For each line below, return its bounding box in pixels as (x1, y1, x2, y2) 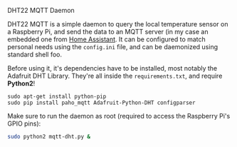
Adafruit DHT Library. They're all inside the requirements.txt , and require (7, 71, 223, 80)
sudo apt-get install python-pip (7, 93, 107, 100)
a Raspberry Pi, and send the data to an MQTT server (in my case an (7, 28, 209, 36)
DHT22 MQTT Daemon (7, 6, 75, 14)
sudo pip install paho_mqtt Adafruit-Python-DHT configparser (7, 99, 196, 106)
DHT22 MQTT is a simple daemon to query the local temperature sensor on (7, 20, 228, 28)
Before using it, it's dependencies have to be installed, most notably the (7, 64, 218, 72)
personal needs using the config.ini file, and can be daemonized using (7, 43, 218, 51)
